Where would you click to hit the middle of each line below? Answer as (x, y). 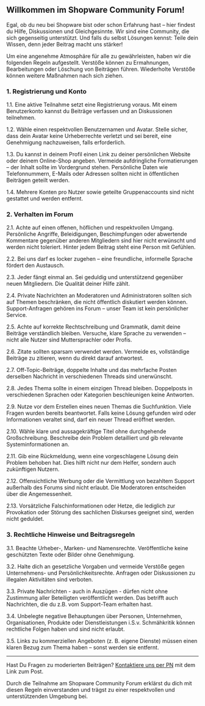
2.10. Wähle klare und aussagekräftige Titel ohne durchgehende (86, 431)
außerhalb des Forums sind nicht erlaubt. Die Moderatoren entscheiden (96, 487)
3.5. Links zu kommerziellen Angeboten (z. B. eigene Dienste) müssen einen (102, 641)
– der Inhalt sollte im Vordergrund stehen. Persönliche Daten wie (87, 167)
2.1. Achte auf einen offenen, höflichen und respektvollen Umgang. (90, 228)
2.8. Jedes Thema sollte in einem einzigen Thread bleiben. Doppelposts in (99, 388)
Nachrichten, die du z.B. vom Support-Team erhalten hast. (80, 604)
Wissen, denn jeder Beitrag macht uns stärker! (65, 44)
